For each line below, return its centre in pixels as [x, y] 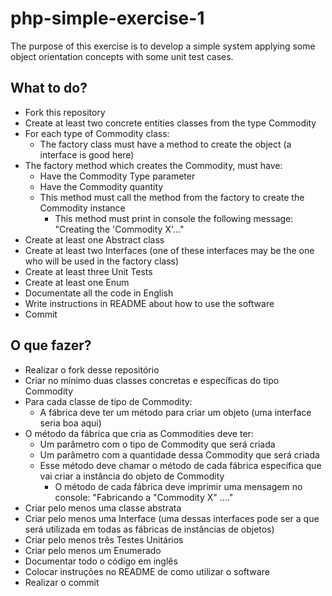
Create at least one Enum [77, 282]
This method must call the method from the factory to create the [172, 197]
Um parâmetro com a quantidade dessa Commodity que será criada [179, 454]
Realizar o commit [62, 582]
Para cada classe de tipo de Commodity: [108, 401]
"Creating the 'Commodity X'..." [119, 229]
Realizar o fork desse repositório [92, 369]
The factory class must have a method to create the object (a [165, 144]
